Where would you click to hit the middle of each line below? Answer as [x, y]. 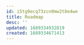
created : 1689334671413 [35, 33]
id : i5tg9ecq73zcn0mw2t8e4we [42, 11]
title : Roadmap [25, 17]
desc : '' [17, 22]
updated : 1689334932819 [35, 28]
